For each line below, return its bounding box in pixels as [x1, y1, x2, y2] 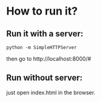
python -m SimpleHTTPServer [6, 44, 77, 50]
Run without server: [6, 73, 83, 83]
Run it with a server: [6, 29, 83, 39]
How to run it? [6, 4, 78, 18]
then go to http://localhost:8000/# [6, 55, 91, 62]
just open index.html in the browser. [6, 89, 96, 96]
